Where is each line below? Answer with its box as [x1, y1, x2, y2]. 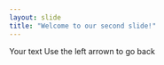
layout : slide [9, 12, 62, 22]
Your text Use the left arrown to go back [9, 45, 155, 56]
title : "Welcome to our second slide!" [9, 21, 157, 30]
